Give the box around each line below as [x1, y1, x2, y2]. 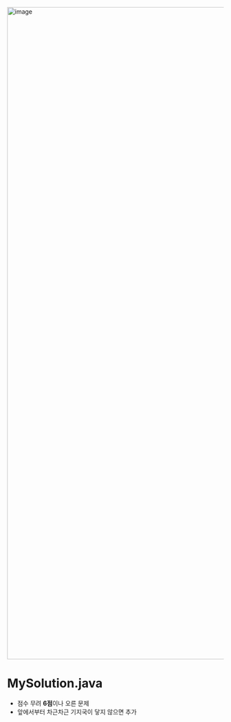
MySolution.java [7, 676, 103, 691]
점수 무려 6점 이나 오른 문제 [16, 699, 89, 707]
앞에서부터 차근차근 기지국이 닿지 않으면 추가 [16, 708, 137, 716]
